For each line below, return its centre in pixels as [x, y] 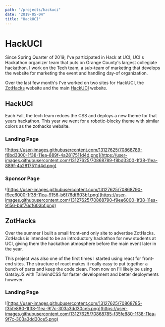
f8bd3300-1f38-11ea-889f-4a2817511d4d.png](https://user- [66, 155]
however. [14, 279]
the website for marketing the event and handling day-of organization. [77, 73]
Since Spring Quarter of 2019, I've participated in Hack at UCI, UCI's [75, 57]
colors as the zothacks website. [37, 126]
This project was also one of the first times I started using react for [73, 258]
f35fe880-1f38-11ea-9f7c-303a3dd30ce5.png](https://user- [66, 308]
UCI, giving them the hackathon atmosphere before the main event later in [81, 244]
